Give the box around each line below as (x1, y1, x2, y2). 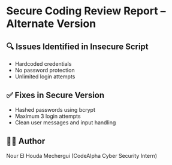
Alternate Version (6, 17, 96, 30)
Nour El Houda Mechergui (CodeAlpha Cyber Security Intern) (6, 152, 158, 159)
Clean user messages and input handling (14, 118, 116, 126)
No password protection (14, 67, 75, 74)
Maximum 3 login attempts (14, 112, 81, 120)
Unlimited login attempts (14, 73, 76, 80)
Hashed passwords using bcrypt (14, 106, 96, 113)
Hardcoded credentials (14, 60, 72, 67)
